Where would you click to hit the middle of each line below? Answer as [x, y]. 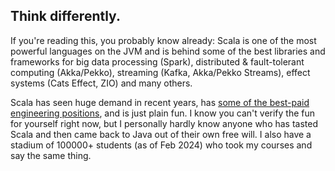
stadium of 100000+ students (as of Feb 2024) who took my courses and [161, 145]
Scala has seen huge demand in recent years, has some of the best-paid [160, 102]
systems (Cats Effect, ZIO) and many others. [101, 83]
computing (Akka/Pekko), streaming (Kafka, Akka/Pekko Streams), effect [160, 72]
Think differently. [65, 16]
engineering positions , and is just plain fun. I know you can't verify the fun [163, 113]
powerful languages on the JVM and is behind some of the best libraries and [168, 51]
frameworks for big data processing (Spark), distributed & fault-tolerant [157, 61]
